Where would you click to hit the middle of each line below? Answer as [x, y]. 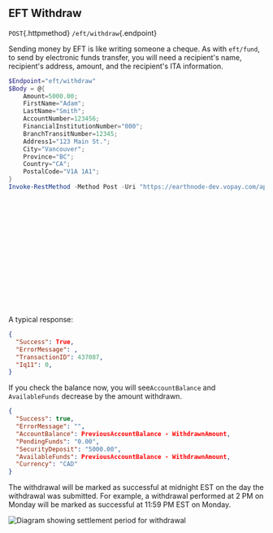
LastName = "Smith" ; [54, 111]
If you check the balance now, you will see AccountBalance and [112, 388]
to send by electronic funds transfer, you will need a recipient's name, [125, 57]
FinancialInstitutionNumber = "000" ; [83, 127]
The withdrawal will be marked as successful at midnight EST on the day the [136, 487]
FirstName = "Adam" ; [54, 104]
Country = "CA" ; [47, 164]
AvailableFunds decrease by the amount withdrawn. [95, 396]
